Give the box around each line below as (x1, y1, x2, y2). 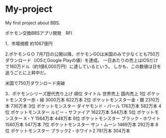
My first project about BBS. (5, 20, 60, 26)
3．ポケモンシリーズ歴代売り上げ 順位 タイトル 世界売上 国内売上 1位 (5, 91, 146, 96)
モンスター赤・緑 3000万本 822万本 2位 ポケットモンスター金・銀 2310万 (9, 96, 160, 102)
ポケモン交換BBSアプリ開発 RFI (5, 30, 73, 36)
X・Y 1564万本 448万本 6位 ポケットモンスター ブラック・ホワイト (23, 115, 161, 121)
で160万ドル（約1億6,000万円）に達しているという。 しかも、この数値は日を (5, 63, 162, 69)
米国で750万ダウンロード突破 (5, 80, 65, 86)
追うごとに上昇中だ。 (5, 69, 49, 75)
